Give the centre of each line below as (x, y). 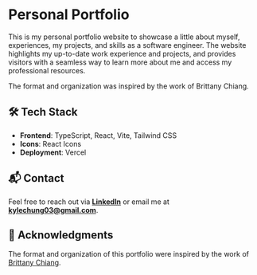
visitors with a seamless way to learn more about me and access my (120, 62)
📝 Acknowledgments (61, 235)
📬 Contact (36, 178)
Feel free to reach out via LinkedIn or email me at (89, 202)
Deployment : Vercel (53, 152)
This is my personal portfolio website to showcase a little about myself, (124, 37)
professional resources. (47, 70)
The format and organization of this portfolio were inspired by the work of (128, 254)
